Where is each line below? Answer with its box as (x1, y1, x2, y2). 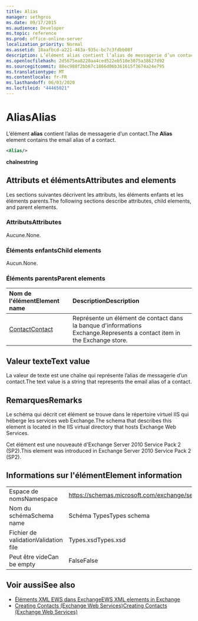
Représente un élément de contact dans (72, 314, 183, 323)
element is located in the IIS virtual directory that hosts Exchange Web (6, 423, 177, 430)
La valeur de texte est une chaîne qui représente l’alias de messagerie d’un (6, 372, 187, 379)
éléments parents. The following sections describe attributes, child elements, (6, 197, 192, 204)
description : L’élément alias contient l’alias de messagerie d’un (6, 52, 176, 58)
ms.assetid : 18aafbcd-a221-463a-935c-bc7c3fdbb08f (6, 47, 133, 53)
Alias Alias (6, 111, 57, 124)
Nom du (9, 504, 31, 512)
